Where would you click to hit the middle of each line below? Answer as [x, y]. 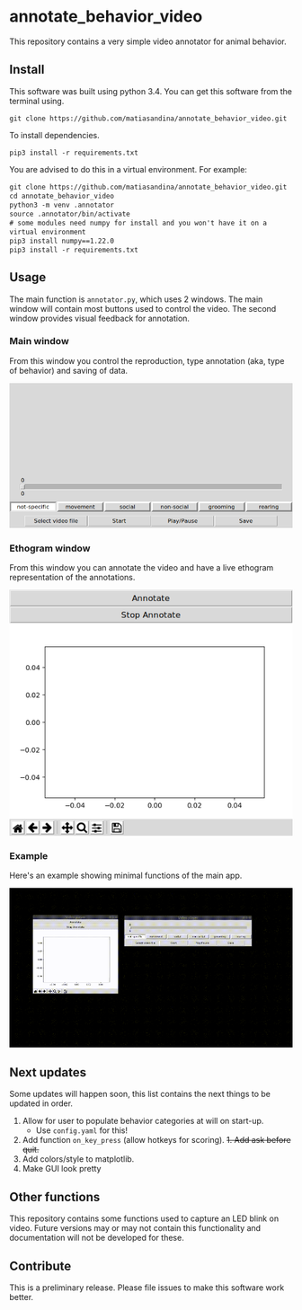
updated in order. [41, 1103]
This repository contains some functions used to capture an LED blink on [144, 1218]
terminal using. [37, 101]
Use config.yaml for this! [82, 1130]
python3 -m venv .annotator [62, 205]
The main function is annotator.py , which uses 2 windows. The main [136, 299]
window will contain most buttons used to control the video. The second [143, 308]
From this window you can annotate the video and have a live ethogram [142, 567]
